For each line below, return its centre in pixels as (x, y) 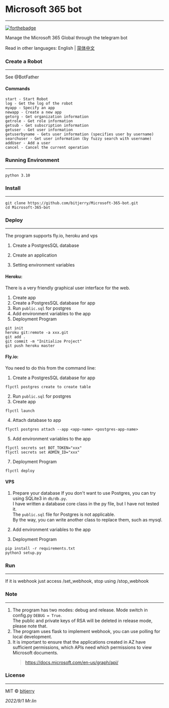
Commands (18, 88)
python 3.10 (18, 175)
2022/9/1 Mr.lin (21, 700)
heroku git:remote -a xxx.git (37, 332)
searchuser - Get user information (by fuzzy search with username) (78, 139)
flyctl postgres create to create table (48, 387)
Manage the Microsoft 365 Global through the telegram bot (66, 37)
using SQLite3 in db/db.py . (40, 498)
